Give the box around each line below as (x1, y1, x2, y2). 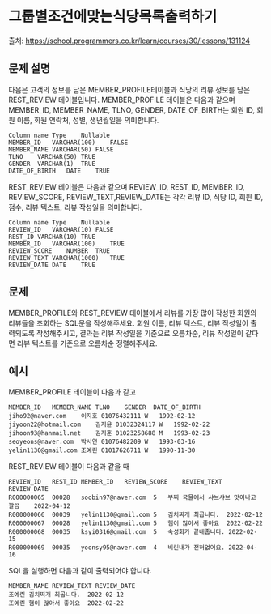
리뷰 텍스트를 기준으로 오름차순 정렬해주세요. (16, 338, 158, 348)
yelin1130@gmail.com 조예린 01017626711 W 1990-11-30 (8, 446, 196, 454)
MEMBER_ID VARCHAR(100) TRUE (8, 240, 125, 248)
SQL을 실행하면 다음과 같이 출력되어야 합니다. (8, 566, 152, 576)
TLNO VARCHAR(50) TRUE (8, 152, 95, 160)
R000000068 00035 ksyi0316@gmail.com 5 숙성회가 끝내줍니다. (8, 528, 225, 536)
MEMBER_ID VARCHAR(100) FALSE (8, 139, 129, 147)
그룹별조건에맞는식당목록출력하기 (8, 7, 218, 26)
